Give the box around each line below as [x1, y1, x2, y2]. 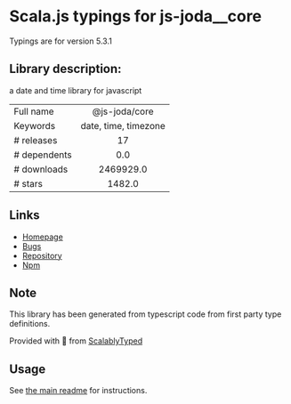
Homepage [21, 231, 64, 242]
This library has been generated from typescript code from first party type [9, 309, 282, 319]
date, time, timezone [80, 119, 166, 132]
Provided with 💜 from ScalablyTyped [9, 335, 143, 346]
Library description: [9, 61, 122, 77]
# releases [13, 133, 58, 146]
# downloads [13, 163, 69, 175]
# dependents [13, 149, 73, 161]
